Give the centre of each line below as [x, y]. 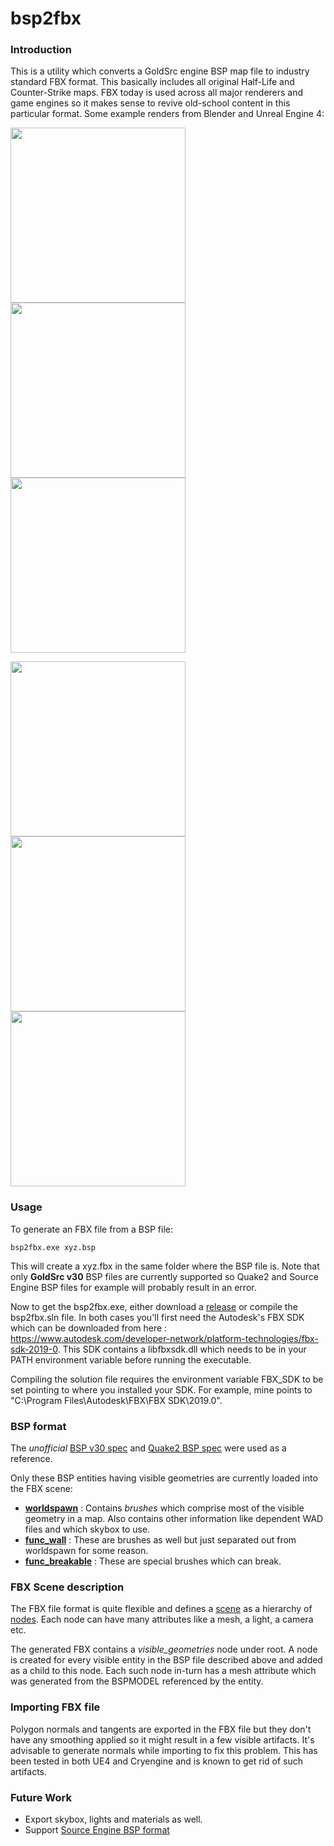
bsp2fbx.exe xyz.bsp [53, 1247]
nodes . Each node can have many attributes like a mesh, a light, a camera [162, 1619]
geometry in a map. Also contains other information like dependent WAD [174, 1519]
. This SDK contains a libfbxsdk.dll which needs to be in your [182, 1349]
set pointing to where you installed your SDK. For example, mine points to [161, 1389]
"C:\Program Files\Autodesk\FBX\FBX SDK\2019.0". [116, 1400]
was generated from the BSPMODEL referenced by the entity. [137, 1681]
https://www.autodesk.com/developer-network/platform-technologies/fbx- [164, 1338]
